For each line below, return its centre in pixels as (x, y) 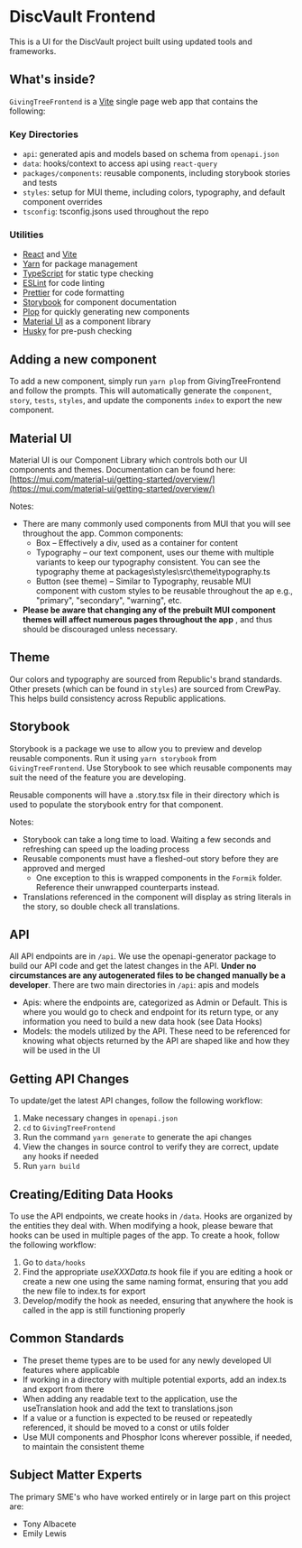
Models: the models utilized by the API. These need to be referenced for (156, 1031)
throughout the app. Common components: (103, 533)
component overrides (62, 202)
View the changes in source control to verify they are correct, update (151, 1147)
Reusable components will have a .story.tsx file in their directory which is (144, 795)
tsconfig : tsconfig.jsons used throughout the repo (115, 212)
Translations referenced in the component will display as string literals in (156, 897)
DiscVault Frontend (82, 17)
